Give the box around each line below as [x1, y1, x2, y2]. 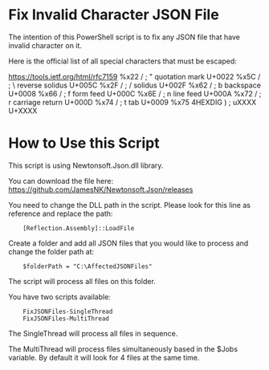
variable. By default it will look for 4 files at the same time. [8, 352, 200, 362]
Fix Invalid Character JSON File [8, 6, 219, 24]
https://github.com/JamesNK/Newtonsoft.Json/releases [8, 185, 194, 194]
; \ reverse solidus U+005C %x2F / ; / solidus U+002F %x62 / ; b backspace [8, 80, 261, 90]
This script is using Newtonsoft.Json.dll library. [8, 161, 164, 170]
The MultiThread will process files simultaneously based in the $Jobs [8, 344, 238, 354]
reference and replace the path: [8, 209, 113, 218]
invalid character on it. [8, 40, 83, 50]
